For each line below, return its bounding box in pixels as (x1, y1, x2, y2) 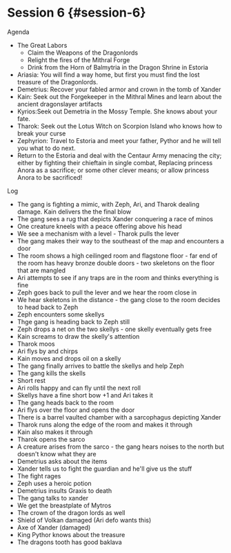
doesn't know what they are (17, 449, 97, 458)
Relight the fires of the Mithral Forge (27, 55, 130, 64)
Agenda (7, 28, 30, 36)
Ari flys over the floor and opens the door (17, 406, 135, 414)
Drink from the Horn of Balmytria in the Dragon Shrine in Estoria (27, 63, 209, 71)
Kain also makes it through (17, 427, 93, 436)
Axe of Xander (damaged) (17, 523, 91, 532)
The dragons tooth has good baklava (17, 538, 122, 546)
